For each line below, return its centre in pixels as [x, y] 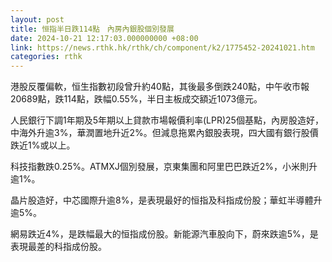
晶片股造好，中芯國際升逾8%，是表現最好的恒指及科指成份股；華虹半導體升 [166, 200]
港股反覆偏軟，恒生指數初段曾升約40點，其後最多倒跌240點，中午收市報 [160, 87]
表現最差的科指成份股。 [58, 247]
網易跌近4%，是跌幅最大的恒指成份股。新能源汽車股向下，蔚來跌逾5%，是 [164, 234]
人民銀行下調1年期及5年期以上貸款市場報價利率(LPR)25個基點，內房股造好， [167, 120]
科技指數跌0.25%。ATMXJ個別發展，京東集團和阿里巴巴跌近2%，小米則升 [164, 167]
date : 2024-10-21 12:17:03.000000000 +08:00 [104, 38]
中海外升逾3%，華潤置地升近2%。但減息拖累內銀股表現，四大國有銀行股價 [164, 133]
